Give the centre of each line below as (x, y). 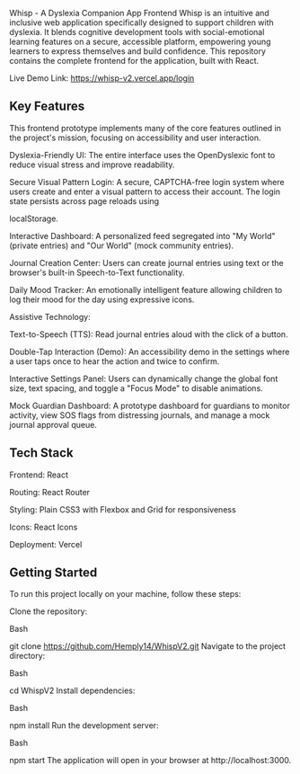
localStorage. (34, 218)
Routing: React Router (50, 492)
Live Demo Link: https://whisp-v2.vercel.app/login (102, 78)
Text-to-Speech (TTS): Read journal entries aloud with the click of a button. (149, 334)
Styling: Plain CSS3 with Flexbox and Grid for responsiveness (123, 509)
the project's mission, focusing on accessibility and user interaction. (136, 138)
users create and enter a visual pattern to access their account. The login (145, 191)
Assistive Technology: (50, 316)
